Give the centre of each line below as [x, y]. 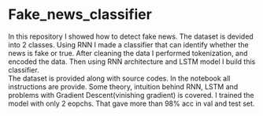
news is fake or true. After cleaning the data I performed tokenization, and [128, 53]
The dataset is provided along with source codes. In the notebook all [119, 78]
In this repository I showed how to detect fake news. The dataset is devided [131, 36]
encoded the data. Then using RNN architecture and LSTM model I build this [132, 62]
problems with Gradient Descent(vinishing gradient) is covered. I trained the [131, 95]
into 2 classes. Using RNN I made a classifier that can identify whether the [129, 44]
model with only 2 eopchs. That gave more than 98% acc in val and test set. [131, 103]
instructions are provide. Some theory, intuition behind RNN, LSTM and [123, 86]
